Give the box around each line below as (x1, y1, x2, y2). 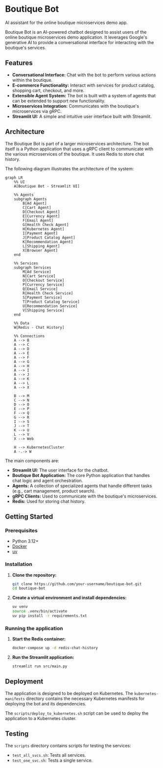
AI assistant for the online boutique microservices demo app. (5, 20, 128, 25)
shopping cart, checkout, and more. (12, 87, 85, 93)
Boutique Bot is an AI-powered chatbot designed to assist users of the (5, 29, 147, 35)
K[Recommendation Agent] (23, 239, 73, 244)
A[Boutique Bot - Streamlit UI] (14, 183, 80, 189)
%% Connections (14, 334, 45, 339)
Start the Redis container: (12, 636, 66, 642)
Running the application (5, 625, 63, 632)
